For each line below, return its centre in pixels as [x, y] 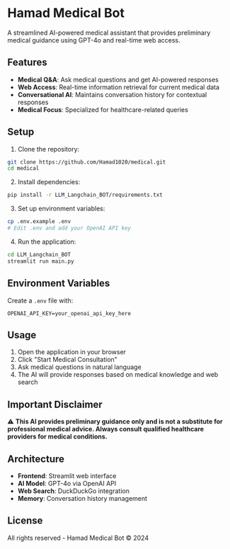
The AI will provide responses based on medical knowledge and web [118, 375]
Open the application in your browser [71, 352]
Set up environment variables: [61, 209]
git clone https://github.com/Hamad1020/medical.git [87, 162]
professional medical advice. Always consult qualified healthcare [105, 429]
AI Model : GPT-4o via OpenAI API [67, 483]
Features [27, 63]
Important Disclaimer [55, 404]
